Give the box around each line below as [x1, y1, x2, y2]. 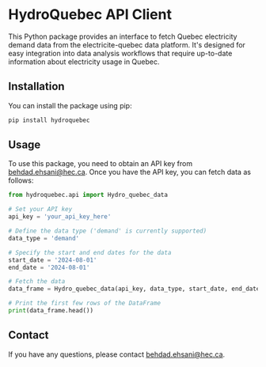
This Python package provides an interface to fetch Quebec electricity [8, 32, 237, 41]
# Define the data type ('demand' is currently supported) [8, 227, 207, 235]
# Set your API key [8, 206, 73, 214]
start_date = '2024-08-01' [8, 255, 97, 264]
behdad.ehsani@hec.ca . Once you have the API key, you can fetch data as [8, 168, 252, 177]
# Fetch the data [8, 278, 66, 286]
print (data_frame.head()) [8, 307, 93, 315]
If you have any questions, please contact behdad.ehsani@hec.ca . [8, 350, 226, 359]
